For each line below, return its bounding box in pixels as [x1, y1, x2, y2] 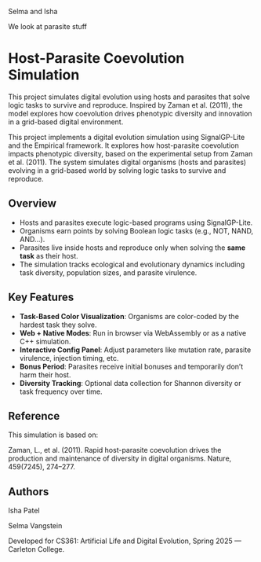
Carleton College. [8, 545, 65, 554]
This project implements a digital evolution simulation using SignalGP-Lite [8, 132, 245, 141]
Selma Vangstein [8, 521, 63, 531]
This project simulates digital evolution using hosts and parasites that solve [8, 92, 251, 101]
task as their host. [19, 251, 78, 260]
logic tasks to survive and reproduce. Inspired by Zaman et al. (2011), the [8, 100, 243, 109]
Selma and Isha [8, 7, 58, 16]
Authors [8, 485, 49, 498]
